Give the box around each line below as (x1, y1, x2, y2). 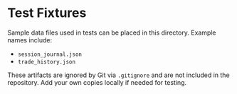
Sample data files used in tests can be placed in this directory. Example (7, 28, 216, 37)
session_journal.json (17, 51, 82, 58)
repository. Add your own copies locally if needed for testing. (7, 78, 187, 86)
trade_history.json (17, 58, 76, 65)
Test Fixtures (7, 5, 87, 21)
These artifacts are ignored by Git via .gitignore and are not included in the (7, 71, 230, 79)
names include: (7, 35, 52, 44)
